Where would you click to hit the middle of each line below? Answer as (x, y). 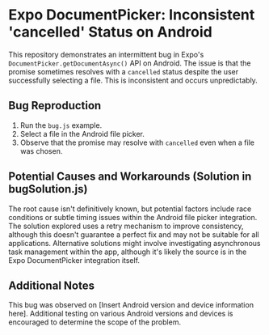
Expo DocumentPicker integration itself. (74, 260)
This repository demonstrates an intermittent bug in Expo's (106, 54)
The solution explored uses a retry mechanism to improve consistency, (126, 226)
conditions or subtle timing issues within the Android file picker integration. (133, 217)
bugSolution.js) (48, 189)
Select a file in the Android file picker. (82, 134)
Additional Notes (52, 285)
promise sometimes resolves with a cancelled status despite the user (124, 71)
